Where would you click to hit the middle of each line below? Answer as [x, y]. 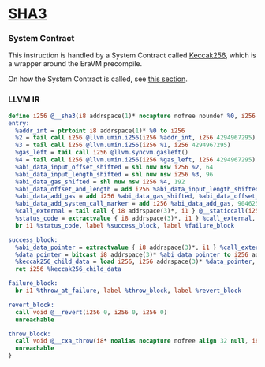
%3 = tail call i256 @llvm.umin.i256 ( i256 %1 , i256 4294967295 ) [123, 145]
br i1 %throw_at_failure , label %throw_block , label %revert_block [129, 291]
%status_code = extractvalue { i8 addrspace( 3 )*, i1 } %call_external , [136, 219]
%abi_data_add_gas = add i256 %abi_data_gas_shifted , [105, 196]
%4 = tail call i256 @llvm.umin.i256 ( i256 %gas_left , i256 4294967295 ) [136, 160]
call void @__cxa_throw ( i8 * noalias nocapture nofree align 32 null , [132, 341]
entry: [19, 123]
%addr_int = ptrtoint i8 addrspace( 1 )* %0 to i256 [100, 131]
